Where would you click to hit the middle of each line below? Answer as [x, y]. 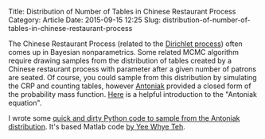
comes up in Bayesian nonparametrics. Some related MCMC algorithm [123, 52]
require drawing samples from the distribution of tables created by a [120, 60]
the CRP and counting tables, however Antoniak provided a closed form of [130, 86]
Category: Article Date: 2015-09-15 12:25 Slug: [85, 20]
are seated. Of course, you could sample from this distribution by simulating [132, 77]
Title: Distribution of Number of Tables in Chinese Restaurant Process [122, 12]
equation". [25, 103]
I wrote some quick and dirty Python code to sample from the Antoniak [124, 118]
